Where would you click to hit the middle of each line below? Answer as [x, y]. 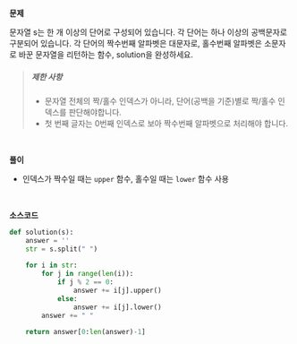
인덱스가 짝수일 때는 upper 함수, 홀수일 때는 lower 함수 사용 [126, 178]
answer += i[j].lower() [118, 307]
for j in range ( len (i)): [88, 274]
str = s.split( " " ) [62, 249]
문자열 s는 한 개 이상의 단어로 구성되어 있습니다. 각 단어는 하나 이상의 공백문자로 [148, 32]
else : [67, 298]
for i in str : [51, 266]
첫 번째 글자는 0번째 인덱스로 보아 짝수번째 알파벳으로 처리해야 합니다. [166, 123]
